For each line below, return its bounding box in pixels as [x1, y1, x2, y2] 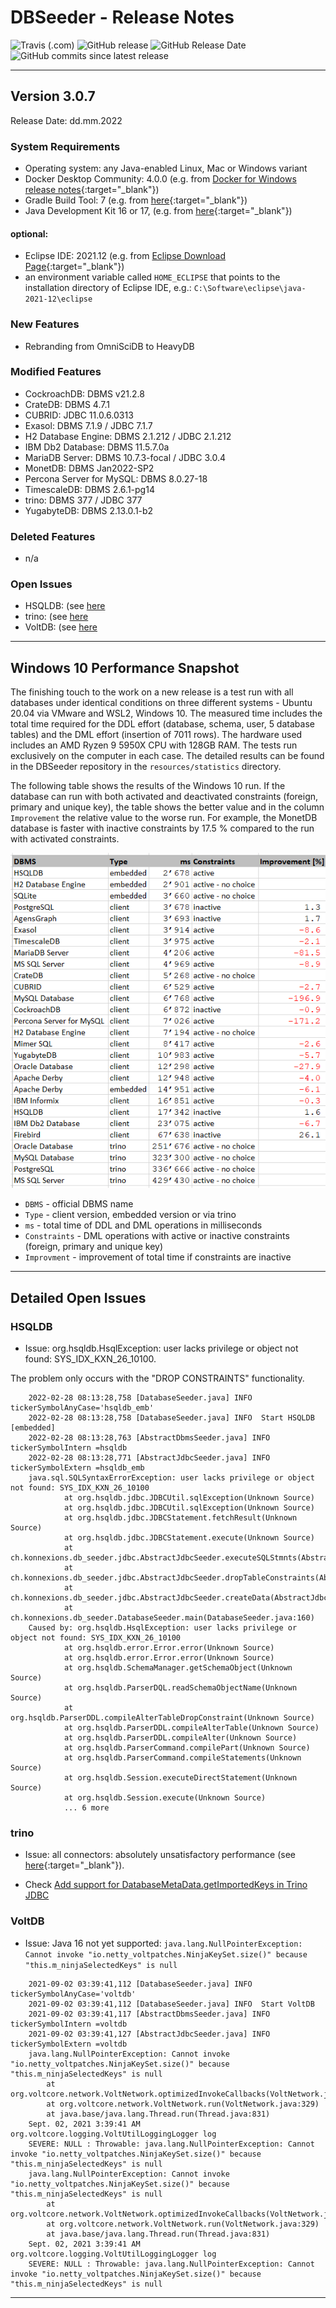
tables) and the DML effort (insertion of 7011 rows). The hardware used [10, 729, 303, 741]
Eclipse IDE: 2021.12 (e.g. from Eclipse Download [24, 250, 227, 262]
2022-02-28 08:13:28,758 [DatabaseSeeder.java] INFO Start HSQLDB [28, 1413, 315, 1423]
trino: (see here [24, 611, 89, 623]
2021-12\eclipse [24, 294, 93, 305]
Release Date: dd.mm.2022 [10, 114, 123, 126]
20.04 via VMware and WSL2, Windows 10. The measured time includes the [10, 707, 323, 720]
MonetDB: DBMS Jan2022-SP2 [24, 462, 155, 474]
